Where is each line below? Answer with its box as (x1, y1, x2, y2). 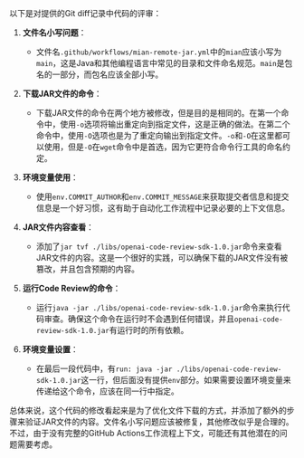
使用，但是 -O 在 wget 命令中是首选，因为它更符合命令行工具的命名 (43, 141, 283, 152)
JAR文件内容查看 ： (22, 222, 95, 233)
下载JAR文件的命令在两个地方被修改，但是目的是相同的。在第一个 (35, 108, 281, 118)
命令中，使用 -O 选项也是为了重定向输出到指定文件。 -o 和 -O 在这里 (35, 130, 275, 140)
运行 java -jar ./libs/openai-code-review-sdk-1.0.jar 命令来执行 (35, 302, 283, 312)
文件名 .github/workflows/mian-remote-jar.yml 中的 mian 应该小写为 (35, 46, 282, 57)
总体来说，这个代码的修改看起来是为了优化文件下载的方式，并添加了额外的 (9, 406, 287, 415)
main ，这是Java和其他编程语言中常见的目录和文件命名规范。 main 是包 (35, 58, 293, 68)
